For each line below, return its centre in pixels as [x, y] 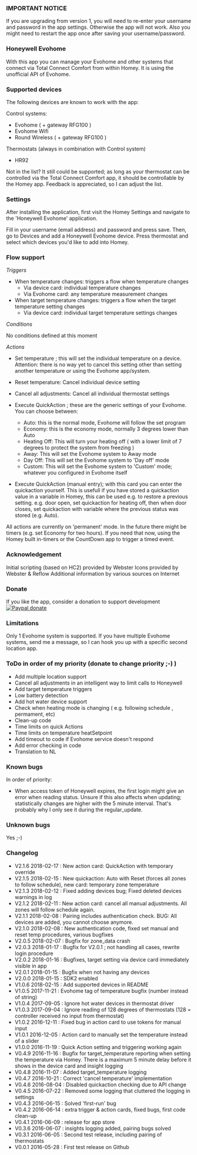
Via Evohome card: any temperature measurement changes [95, 294]
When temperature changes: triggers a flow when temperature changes [102, 282]
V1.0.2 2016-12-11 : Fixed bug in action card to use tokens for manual [98, 1022]
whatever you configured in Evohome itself [75, 473]
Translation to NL [35, 752]
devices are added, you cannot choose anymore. [74, 922]
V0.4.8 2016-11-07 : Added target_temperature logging [81, 1072]
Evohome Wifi [31, 131]
